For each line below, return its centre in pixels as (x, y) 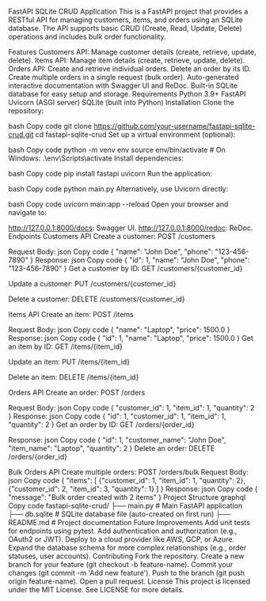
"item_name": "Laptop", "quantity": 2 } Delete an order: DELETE (112, 448)
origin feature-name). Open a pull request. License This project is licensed (129, 581)
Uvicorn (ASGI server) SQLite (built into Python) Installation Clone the (122, 102)
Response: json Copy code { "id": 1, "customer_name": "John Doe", (118, 440)
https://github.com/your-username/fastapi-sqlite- (175, 126)
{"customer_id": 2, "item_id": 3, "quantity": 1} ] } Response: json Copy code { (133, 489)
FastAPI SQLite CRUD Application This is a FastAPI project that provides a (128, 11)
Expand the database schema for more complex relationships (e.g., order (127, 548)
